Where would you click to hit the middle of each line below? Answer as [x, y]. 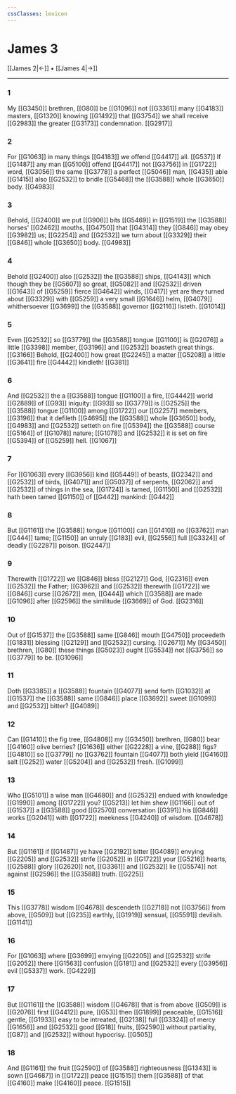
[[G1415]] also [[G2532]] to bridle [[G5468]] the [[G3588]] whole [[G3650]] [116, 180]
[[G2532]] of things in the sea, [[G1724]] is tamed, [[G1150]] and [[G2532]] [115, 489]
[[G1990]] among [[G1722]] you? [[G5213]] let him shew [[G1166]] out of [111, 803]
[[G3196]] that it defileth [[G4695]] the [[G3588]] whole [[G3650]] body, [112, 418]
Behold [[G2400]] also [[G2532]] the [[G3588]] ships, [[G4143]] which [109, 276]
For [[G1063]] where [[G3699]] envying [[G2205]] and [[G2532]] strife [109, 956]
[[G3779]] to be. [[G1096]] [45, 657]
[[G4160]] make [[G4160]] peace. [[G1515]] [69, 1083]
